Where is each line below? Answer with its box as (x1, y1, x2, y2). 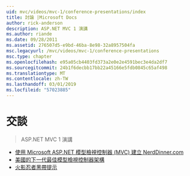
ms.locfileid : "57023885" (6, 87, 71, 93)
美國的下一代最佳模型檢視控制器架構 (14, 156, 105, 163)
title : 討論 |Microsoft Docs (6, 14, 77, 20)
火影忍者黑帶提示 (14, 163, 58, 171)
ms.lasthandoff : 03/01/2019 (6, 82, 77, 88)
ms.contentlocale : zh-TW (6, 76, 68, 82)
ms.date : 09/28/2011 (6, 37, 58, 43)
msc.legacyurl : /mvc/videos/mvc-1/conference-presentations (6, 48, 160, 54)
